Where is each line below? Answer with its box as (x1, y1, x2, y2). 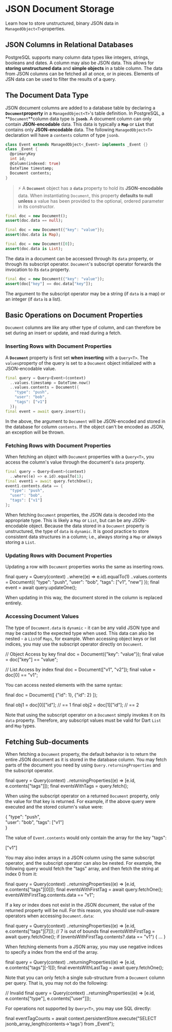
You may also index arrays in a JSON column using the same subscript (5, 855, 155, 861)
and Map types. (5, 722, 36, 728)
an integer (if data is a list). (5, 296, 62, 302)
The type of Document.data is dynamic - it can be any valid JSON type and (5, 625, 160, 631)
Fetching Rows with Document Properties (5, 442, 111, 449)
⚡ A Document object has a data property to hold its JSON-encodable (17, 185, 163, 191)
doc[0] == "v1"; (5, 672, 39, 678)
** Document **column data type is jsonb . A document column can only (5, 115, 152, 121)
